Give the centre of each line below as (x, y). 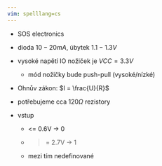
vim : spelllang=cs (34, 14)
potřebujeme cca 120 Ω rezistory (64, 102)
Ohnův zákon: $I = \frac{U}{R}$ (63, 88)
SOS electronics (41, 34)
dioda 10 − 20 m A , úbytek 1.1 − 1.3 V (67, 47)
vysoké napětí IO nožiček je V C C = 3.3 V (75, 61)
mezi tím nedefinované (61, 155)
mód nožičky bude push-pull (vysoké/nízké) (92, 74)
